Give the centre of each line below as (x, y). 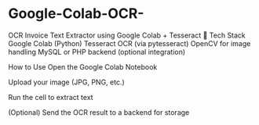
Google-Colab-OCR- (76, 14)
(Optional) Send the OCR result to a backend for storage (99, 112)
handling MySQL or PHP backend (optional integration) (97, 52)
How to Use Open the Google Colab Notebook (83, 66)
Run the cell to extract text (51, 97)
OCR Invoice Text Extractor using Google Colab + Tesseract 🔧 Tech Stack (127, 35)
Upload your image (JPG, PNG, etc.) (67, 82)
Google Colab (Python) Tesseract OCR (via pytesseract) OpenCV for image (129, 43)
